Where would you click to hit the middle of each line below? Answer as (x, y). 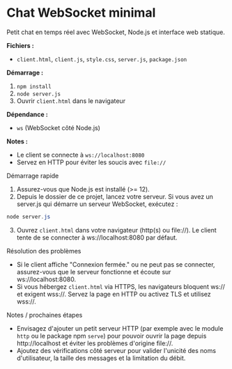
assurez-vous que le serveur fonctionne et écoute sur (94, 272)
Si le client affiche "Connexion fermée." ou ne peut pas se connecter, (116, 264)
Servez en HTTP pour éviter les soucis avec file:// (91, 162)
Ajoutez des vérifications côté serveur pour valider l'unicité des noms (116, 350)
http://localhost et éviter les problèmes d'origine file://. (95, 343)
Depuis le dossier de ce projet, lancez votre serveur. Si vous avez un (115, 196)
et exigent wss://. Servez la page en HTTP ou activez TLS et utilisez (114, 294)
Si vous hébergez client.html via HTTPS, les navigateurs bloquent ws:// (121, 286)
